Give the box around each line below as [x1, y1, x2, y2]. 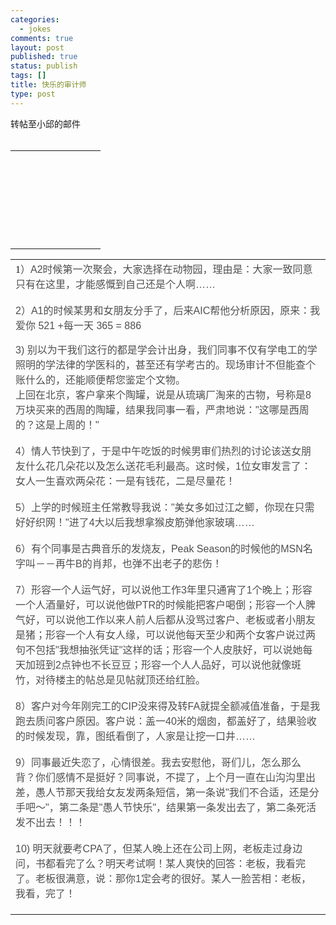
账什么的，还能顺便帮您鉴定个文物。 [15, 374, 187, 386]
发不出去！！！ [15, 816, 87, 828]
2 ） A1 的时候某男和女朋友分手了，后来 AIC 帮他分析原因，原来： [15, 304, 311, 316]
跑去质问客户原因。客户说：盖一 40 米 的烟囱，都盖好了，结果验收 [15, 715, 317, 727]
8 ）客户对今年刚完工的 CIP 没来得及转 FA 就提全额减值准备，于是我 [15, 700, 321, 712]
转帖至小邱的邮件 [10, 117, 81, 130]
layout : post [10, 42, 65, 53]
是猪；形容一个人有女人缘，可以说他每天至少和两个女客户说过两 [15, 629, 317, 641]
